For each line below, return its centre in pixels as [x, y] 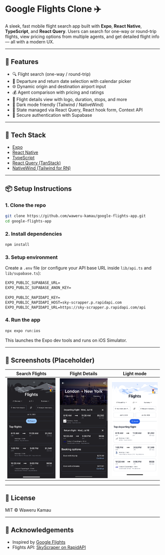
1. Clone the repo [26, 205]
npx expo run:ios [23, 331]
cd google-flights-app [28, 221]
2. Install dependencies [34, 234]
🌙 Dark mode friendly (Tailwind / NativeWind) [58, 104]
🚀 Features [22, 62]
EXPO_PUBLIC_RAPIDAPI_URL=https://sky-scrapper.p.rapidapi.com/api [76, 308]
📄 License [20, 498]
